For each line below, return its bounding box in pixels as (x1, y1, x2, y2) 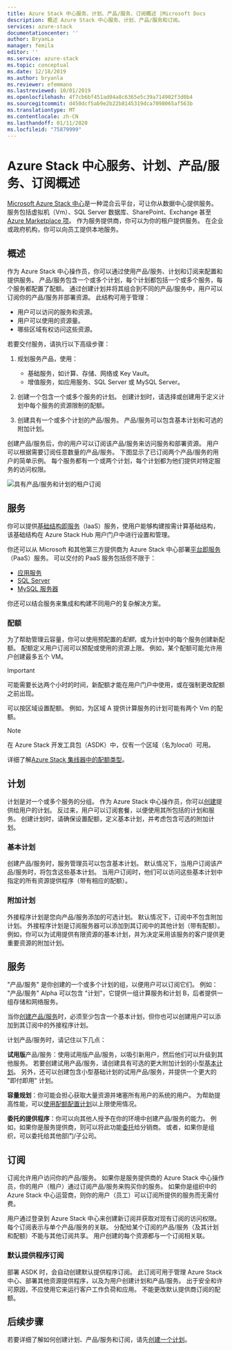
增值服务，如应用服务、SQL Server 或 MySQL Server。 (27, 378, 184, 386)
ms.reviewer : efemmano (7, 81, 72, 88)
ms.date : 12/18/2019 (7, 68, 67, 75)
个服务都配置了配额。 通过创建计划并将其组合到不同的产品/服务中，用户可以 (7, 284, 223, 293)
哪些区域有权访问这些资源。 (17, 325, 97, 334)
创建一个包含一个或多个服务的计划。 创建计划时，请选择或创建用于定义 (17, 392, 219, 401)
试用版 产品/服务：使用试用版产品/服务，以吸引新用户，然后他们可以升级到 (7, 1050, 217, 1059)
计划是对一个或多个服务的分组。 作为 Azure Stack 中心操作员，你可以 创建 (7, 797, 216, 806)
